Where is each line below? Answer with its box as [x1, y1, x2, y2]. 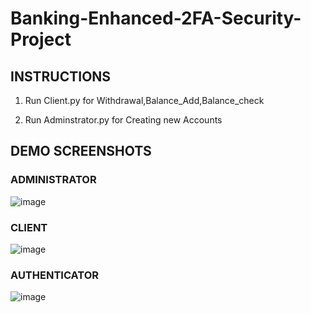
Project [10, 28, 72, 51]
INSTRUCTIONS [10, 68, 112, 85]
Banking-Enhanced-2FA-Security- [10, 7, 302, 30]
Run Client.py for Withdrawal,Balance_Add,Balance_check [24, 95, 265, 106]
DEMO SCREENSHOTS [10, 143, 152, 160]
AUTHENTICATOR [10, 268, 100, 282]
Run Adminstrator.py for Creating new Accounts [24, 114, 223, 126]
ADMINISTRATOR [10, 173, 97, 187]
